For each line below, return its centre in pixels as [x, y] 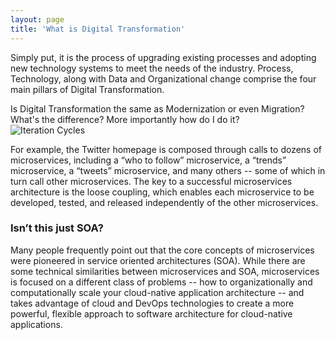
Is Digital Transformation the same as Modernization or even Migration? [157, 108]
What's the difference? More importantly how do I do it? [125, 119]
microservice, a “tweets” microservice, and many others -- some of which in [168, 170]
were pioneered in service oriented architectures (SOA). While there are [158, 260]
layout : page [37, 19]
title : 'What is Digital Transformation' [98, 29]
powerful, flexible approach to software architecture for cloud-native [151, 313]
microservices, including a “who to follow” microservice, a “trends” [148, 160]
